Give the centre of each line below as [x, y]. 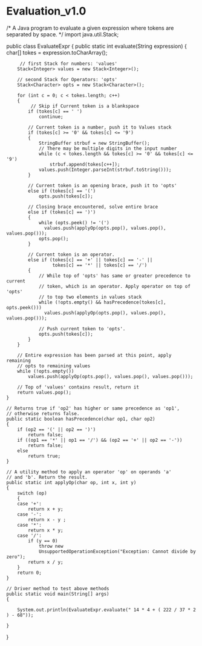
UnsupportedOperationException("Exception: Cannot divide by [117, 551]
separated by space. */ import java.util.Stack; [63, 34]
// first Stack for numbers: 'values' [69, 64]
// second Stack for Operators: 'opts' [67, 79]
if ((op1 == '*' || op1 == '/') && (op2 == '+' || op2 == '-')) [100, 440]
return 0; [30, 573]
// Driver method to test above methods [58, 588]
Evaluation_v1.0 [46, 11]
